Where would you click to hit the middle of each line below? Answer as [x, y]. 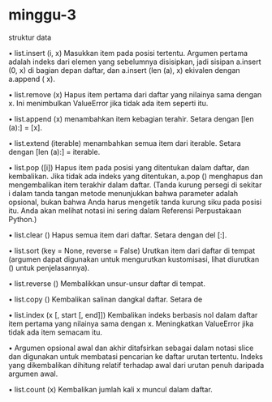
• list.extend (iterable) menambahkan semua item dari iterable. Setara [125, 143]
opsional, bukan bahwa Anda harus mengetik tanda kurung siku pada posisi [135, 202]
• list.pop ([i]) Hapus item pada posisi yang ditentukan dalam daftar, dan [129, 167]
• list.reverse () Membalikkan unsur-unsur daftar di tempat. [107, 283]
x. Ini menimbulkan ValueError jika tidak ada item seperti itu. [108, 103]
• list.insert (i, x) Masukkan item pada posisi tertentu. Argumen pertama [128, 53]
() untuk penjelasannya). [49, 267]
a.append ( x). [32, 79]
